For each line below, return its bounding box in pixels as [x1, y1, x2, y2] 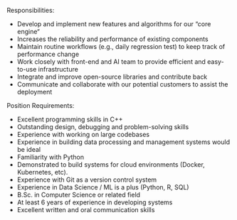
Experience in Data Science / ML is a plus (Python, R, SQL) [16, 183, 189, 191]
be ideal [16, 145, 41, 153]
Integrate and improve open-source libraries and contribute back [16, 72, 208, 81]
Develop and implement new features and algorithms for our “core [16, 20, 211, 28]
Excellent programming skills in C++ [16, 115, 123, 123]
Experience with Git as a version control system [16, 175, 157, 184]
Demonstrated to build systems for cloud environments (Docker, [16, 160, 206, 169]
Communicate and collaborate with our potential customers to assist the [16, 80, 228, 88]
